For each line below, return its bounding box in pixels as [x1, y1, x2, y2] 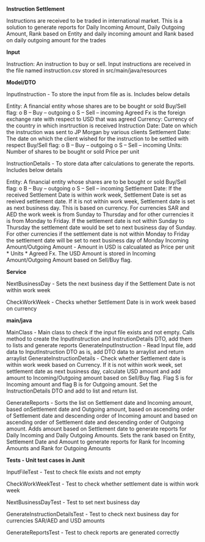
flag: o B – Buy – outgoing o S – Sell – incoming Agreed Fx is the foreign [6, 109, 186, 116]
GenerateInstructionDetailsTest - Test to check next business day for [6, 511, 179, 518]
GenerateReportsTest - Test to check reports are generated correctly [6, 529, 180, 536]
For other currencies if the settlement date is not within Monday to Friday [6, 230, 190, 238]
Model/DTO [6, 79, 37, 86]
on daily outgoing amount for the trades [6, 37, 106, 43]
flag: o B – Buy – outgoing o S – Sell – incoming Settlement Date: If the [6, 185, 182, 192]
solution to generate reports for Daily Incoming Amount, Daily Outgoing [6, 24, 185, 31]
